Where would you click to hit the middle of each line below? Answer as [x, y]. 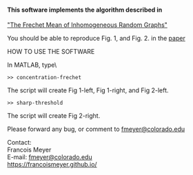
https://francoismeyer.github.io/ [52, 165]
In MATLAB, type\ [32, 65]
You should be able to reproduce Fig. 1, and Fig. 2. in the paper [96, 39]
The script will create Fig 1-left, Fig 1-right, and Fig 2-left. [88, 90]
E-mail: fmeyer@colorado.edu [50, 157]
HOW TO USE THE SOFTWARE [51, 52]
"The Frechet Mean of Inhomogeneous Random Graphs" [87, 25]
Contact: [20, 143]
